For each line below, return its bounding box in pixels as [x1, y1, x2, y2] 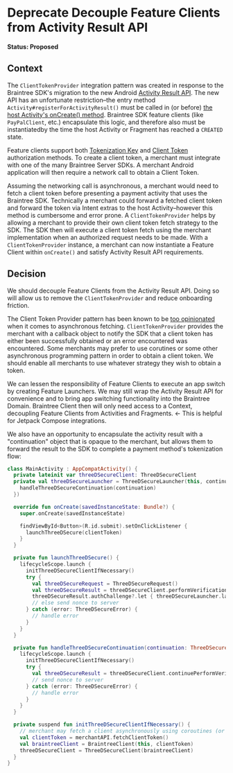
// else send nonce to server [32, 600, 119, 607]
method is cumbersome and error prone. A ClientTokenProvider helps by [7, 211, 216, 219]
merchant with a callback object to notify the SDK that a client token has [7, 329, 214, 338]
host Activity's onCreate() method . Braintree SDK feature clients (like [7, 110, 204, 119]
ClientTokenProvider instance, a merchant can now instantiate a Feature [7, 241, 214, 249]
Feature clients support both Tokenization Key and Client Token [7, 146, 189, 154]
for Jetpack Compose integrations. [7, 416, 107, 424]
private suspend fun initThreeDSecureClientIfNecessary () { [13, 721, 191, 729]
